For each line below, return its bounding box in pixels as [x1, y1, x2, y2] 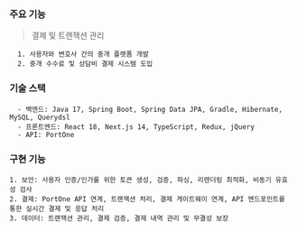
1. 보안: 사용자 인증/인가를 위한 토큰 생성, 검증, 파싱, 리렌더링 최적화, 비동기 [9, 175, 273, 184]
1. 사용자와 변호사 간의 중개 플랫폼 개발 [17, 50, 149, 60]
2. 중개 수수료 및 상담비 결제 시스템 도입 [17, 60, 153, 69]
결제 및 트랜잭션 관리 [31, 30, 105, 42]
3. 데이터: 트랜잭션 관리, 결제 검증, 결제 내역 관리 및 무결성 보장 [9, 214, 229, 223]
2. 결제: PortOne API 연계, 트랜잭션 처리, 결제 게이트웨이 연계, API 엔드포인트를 [9, 194, 286, 204]
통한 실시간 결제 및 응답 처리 [9, 204, 105, 213]
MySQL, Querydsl [9, 113, 70, 122]
